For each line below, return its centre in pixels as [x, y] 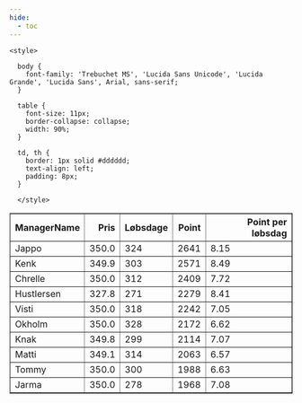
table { [32, 105]
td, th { [34, 153]
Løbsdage [147, 227]
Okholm [31, 324]
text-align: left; [60, 168]
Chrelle [30, 278]
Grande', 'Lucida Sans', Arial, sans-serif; [94, 82]
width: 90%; [48, 129]
